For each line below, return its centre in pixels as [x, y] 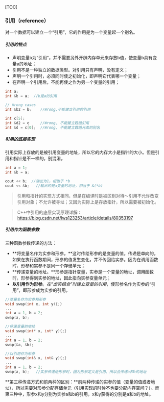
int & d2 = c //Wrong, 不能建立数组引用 [47, 123]
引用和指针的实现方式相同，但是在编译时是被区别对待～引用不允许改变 [88, 196]
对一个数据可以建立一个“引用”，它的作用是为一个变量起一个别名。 [71, 32]
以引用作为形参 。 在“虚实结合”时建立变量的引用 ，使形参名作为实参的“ [82, 284]
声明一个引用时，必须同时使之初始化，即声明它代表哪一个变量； [76, 76]
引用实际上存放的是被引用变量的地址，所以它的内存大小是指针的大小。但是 [80, 152]
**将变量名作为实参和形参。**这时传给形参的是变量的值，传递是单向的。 [85, 253]
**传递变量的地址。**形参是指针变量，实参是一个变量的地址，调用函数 [83, 272]
